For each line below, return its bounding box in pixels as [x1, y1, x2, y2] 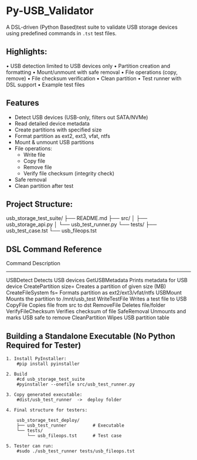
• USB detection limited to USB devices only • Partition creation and [6, 62, 171, 69]
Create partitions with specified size [14, 126, 102, 133]
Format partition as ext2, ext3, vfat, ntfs [14, 132, 110, 139]
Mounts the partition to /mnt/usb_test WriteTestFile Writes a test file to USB [6, 295, 187, 303]
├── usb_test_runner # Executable [16, 422, 125, 428]
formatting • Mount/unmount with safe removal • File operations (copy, [6, 69, 178, 76]
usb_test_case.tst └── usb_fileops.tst [6, 227, 97, 234]
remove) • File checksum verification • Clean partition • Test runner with [6, 75, 182, 82]
